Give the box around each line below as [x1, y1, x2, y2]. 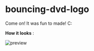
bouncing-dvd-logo [5, 4, 89, 15]
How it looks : [5, 30, 34, 36]
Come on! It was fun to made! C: [5, 20, 72, 26]
